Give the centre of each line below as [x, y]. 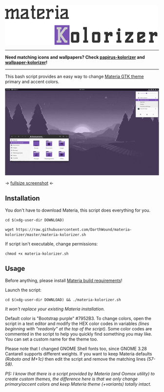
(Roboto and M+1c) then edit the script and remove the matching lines [75, 359]
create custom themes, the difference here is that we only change [72, 379]
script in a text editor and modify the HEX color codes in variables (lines [77, 324]
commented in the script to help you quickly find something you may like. [79, 334]
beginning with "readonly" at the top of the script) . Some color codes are [79, 328]
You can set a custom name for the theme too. [52, 339]
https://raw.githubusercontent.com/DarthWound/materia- [74, 229]
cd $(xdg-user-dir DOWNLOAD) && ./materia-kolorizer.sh [63, 300]
